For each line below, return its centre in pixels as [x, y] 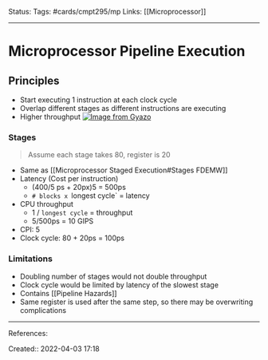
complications [43, 310]
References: [28, 333]
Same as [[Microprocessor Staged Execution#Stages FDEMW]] [124, 170]
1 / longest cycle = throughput [82, 213]
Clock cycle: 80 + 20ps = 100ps [72, 238]
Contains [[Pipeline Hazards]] [68, 293]
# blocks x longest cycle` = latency [91, 196]
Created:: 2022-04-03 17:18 [54, 348]
